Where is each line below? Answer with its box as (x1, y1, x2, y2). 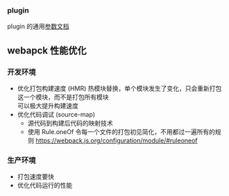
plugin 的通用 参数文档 (7, 22, 69, 31)
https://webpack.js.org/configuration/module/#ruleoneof (35, 136, 198, 145)
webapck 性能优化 (7, 44, 87, 56)
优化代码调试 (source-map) (17, 110, 96, 118)
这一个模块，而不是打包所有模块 (17, 92, 109, 101)
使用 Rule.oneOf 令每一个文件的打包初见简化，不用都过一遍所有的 (27, 127, 216, 136)
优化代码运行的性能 (17, 181, 73, 190)
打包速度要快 (17, 172, 54, 181)
